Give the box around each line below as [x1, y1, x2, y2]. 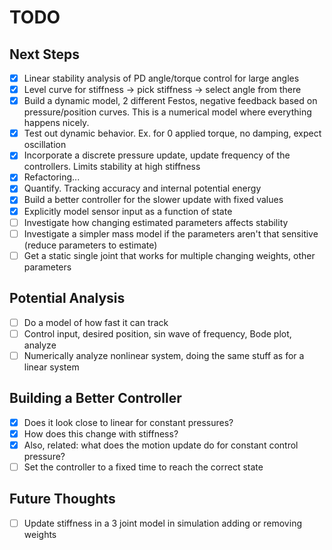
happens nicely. [23, 117, 90, 129]
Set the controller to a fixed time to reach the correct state [23, 461, 264, 473]
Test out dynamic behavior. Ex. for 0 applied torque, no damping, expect [23, 127, 322, 140]
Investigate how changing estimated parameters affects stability [23, 216, 289, 228]
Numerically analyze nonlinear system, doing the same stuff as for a [23, 349, 305, 361]
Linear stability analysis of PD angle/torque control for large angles [23, 72, 300, 84]
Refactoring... [23, 171, 81, 183]
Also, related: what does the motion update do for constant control [23, 439, 299, 451]
